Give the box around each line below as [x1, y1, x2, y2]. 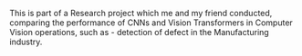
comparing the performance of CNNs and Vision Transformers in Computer [9, 17, 294, 28]
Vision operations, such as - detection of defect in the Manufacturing [9, 27, 269, 37]
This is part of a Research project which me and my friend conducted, [9, 8, 273, 18]
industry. [9, 36, 43, 47]
